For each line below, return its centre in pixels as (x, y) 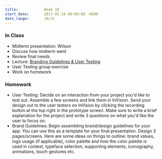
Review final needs (31, 56)
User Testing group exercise (40, 66)
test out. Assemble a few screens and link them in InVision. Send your (81, 100)
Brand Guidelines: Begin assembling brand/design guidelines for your (81, 126)
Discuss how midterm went (39, 51)
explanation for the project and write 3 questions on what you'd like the (83, 115)
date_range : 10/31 (30, 18)
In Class (15, 35)
